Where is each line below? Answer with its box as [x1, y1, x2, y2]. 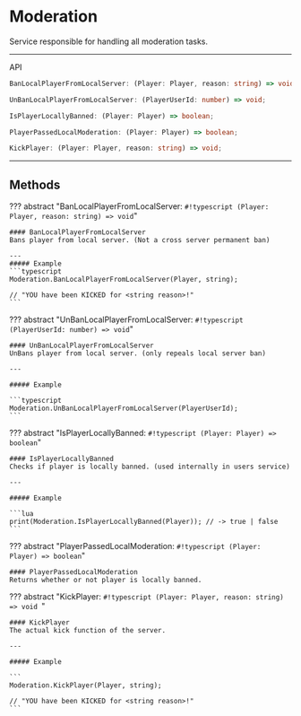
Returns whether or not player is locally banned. [9, 576, 202, 585]
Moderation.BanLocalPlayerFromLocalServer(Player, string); [9, 275, 239, 284]
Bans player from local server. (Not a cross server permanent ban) [9, 236, 271, 245]
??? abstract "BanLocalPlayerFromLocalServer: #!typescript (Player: [9, 201, 270, 212]
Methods [9, 177, 61, 192]
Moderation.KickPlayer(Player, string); [9, 681, 163, 690]
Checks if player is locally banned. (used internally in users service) [9, 462, 291, 472]
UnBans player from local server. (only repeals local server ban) [9, 349, 267, 358]
